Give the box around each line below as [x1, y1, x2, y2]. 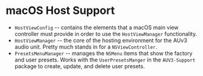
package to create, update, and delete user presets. [14, 62, 145, 70]
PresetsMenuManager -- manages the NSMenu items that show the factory [14, 49, 193, 57]
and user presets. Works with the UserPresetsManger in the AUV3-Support [14, 56, 196, 63]
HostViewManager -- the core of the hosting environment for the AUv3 [14, 36, 187, 44]
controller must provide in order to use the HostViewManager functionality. [14, 30, 198, 37]
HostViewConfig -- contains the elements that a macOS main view [14, 24, 179, 31]
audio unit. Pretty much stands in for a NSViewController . [14, 43, 158, 50]
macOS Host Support [5, 4, 115, 18]
